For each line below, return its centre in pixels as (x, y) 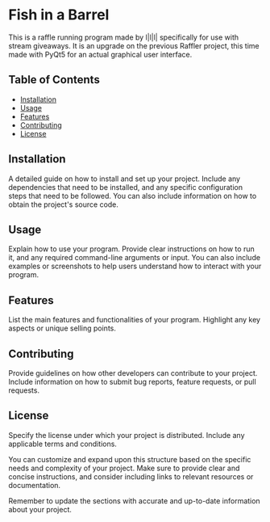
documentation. (35, 485)
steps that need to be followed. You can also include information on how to (133, 196)
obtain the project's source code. (64, 204)
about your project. (40, 509)
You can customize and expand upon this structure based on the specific (130, 459)
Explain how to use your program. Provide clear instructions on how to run (132, 249)
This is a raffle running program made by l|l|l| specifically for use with (124, 37)
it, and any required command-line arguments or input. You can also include (134, 258)
